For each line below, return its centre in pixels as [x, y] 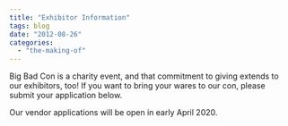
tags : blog [30, 26]
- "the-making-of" [52, 51]
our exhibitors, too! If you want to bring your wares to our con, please [138, 86]
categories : [31, 42]
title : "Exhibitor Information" [70, 17]
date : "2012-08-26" [46, 34]
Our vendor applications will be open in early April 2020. [113, 113]
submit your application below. [66, 96]
